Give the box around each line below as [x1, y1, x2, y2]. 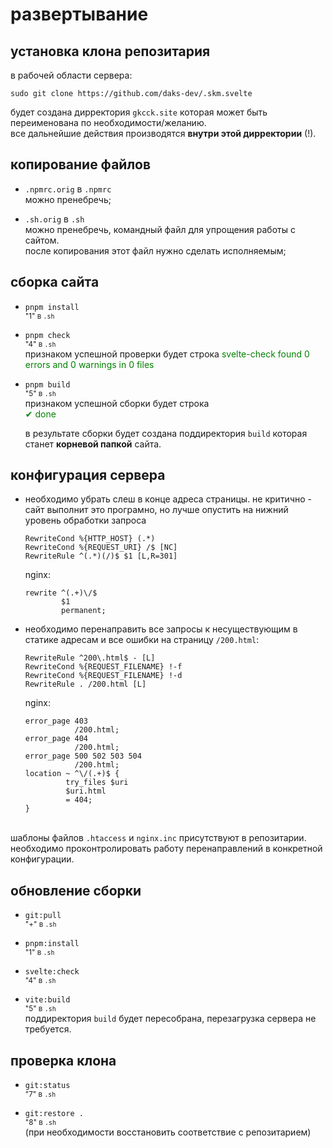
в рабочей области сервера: [10, 69, 133, 81]
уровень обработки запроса [24, 514, 147, 527]
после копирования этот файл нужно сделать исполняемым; [24, 244, 287, 257]
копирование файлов [10, 156, 152, 173]
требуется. [24, 1023, 72, 1035]
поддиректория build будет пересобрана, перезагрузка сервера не [24, 1013, 317, 1025]
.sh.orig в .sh [24, 213, 85, 225]
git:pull [24, 911, 62, 921]
